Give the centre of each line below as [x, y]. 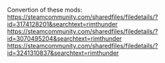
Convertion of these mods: [45, 10]
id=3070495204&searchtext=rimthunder [64, 39]
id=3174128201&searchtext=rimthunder [62, 24]
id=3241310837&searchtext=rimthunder [63, 53]
